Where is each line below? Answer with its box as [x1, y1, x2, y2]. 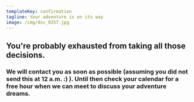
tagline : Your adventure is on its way [6, 14, 104, 20]
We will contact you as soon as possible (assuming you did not [6, 68, 188, 76]
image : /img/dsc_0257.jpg [6, 19, 69, 25]
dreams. [6, 89, 30, 97]
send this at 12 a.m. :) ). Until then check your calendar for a [6, 75, 179, 83]
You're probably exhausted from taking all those [6, 41, 186, 51]
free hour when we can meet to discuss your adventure [6, 82, 167, 90]
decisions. [6, 50, 45, 60]
